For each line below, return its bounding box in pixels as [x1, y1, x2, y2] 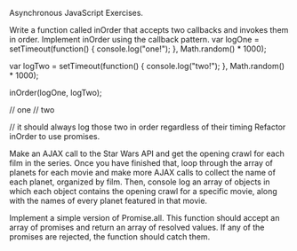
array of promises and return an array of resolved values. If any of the [9, 222, 265, 232]
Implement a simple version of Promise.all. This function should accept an [9, 213, 280, 223]
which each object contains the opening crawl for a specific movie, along [9, 186, 277, 196]
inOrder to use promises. [9, 131, 100, 141]
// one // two [9, 105, 55, 114]
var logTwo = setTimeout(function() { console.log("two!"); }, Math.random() [9, 61, 285, 71]
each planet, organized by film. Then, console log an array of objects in [9, 176, 270, 187]
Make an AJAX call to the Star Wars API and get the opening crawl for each [9, 148, 285, 159]
